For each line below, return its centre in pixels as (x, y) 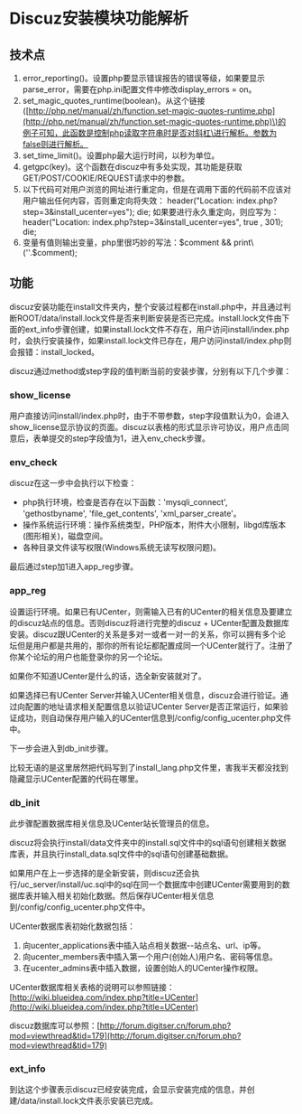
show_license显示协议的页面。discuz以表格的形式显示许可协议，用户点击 (146, 427)
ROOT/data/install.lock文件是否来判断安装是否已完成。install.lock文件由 (149, 318)
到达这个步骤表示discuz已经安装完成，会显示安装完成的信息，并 (128, 1090)
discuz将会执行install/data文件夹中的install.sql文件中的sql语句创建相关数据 (148, 843)
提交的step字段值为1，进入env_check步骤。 (129, 438)
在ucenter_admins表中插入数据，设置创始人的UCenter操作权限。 (142, 968)
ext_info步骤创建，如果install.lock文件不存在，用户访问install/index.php (157, 329)
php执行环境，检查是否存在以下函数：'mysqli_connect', (125, 502)
